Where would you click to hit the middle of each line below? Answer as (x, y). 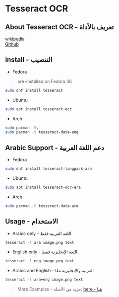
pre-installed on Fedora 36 (44, 81)
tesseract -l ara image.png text (40, 242)
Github (12, 44)
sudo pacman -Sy (22, 128)
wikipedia (15, 39)
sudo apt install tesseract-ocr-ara (43, 187)
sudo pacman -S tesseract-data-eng (42, 132)
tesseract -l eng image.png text (40, 261)
